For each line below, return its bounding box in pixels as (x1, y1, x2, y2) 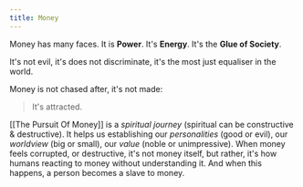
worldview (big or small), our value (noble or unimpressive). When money (9, 138, 286, 149)
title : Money (9, 13, 59, 23)
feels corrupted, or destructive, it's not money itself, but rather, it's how (9, 148, 277, 159)
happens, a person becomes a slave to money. (9, 167, 185, 178)
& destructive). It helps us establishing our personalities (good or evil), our (9, 129, 288, 140)
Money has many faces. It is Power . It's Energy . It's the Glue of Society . (9, 38, 282, 49)
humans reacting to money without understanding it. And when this (9, 157, 263, 169)
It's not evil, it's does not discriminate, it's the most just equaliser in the (9, 56, 277, 67)
